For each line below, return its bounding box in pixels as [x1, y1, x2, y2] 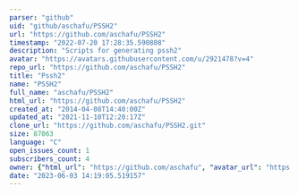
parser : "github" [9, 13, 74, 22]
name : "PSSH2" [9, 80, 63, 89]
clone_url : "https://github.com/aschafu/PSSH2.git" [9, 122, 206, 131]
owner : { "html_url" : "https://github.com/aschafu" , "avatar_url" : [9, 163, 262, 172]
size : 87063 [9, 130, 54, 139]
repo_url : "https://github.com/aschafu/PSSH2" [9, 63, 186, 72]
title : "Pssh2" [9, 72, 66, 80]
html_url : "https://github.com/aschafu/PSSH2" [9, 96, 186, 105]
